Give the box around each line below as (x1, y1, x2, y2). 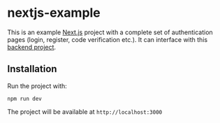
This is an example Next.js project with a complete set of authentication (7, 28, 213, 36)
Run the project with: (7, 82, 68, 90)
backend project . (7, 43, 57, 51)
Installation (7, 63, 57, 75)
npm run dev (7, 95, 42, 102)
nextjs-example (7, 5, 101, 21)
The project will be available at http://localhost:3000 (7, 107, 163, 116)
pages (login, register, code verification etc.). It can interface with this (7, 35, 208, 43)
